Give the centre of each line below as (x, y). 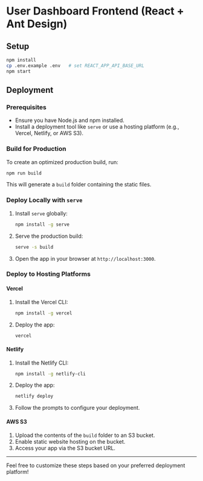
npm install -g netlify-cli (50, 374)
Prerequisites (26, 107)
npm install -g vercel (43, 313)
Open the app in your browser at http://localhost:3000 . (85, 258)
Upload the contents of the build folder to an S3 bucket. (85, 435)
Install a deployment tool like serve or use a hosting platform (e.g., (97, 127)
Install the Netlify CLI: (42, 363)
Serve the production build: (49, 236)
